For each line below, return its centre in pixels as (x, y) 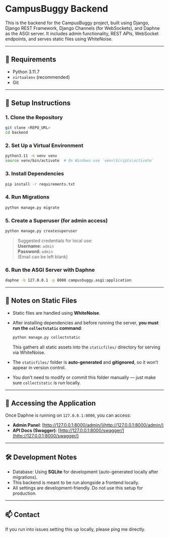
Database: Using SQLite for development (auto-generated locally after (85, 472)
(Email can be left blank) (43, 257)
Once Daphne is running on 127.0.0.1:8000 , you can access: (68, 415)
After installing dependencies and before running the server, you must (86, 323)
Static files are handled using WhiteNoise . (56, 313)
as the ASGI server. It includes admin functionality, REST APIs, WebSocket (82, 33)
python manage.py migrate (32, 208)
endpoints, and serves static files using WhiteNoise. (59, 39)
